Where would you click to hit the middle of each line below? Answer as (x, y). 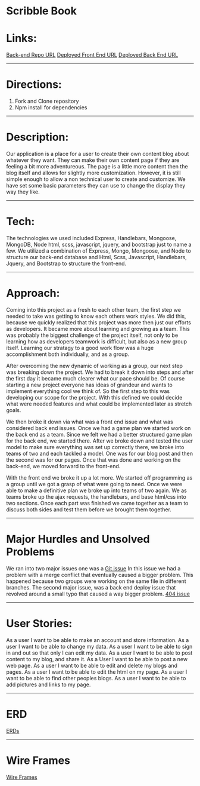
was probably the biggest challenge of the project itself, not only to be (92, 335)
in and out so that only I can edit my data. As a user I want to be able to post (99, 653)
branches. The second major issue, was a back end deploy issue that (91, 587)
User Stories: (39, 624)
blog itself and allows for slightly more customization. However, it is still (93, 173)
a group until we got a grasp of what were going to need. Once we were (94, 484)
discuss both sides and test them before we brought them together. (89, 509)
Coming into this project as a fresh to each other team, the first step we (94, 309)
